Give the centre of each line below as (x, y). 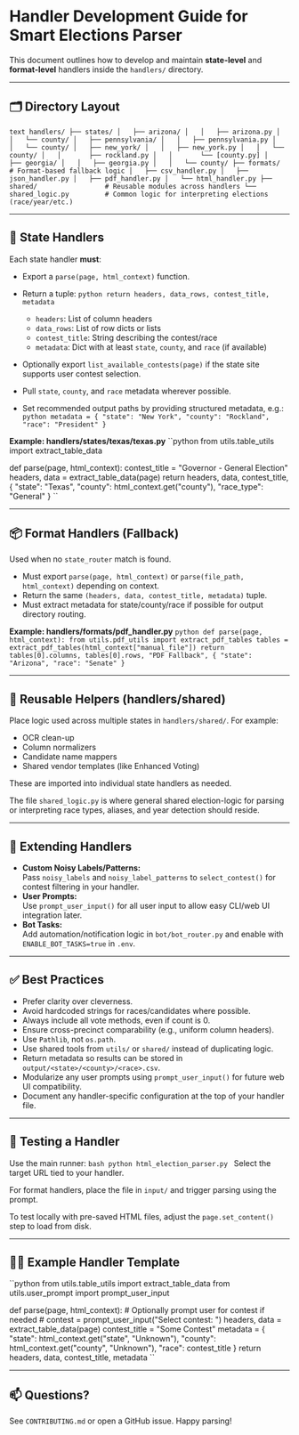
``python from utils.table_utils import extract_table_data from (120, 1284)
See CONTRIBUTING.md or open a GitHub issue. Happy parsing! (121, 1421)
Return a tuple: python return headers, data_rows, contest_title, (145, 293)
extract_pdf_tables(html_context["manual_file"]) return (117, 648)
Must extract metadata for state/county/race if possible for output (143, 605)
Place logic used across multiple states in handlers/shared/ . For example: (144, 721)
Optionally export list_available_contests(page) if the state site (141, 364)
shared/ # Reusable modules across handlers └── (133, 186)
